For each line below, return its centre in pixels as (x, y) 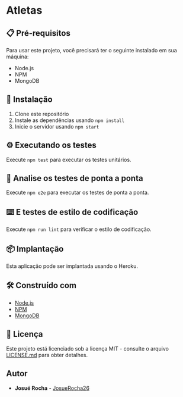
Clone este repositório (42, 114)
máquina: (17, 57)
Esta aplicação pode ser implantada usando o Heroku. (72, 266)
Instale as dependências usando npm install (70, 120)
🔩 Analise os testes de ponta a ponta (75, 178)
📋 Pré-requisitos (38, 33)
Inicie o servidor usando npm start (57, 126)
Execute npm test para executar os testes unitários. (69, 160)
